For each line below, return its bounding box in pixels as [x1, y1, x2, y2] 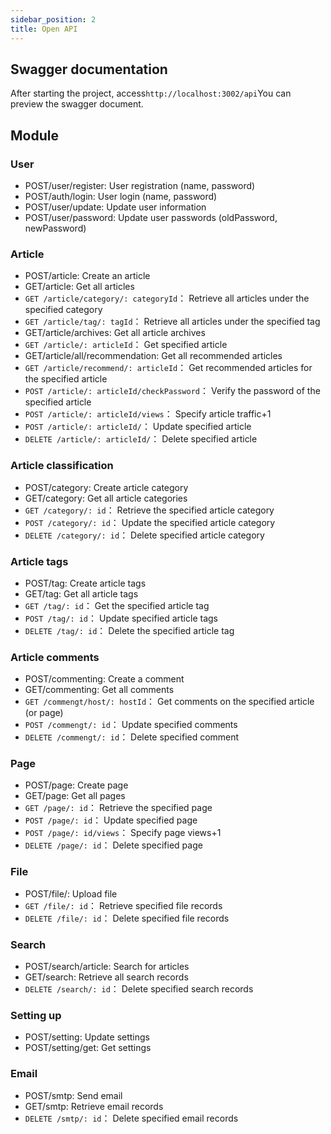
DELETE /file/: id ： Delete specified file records [24, 912, 230, 924]
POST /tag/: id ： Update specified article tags [24, 612, 218, 624]
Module [10, 127, 59, 144]
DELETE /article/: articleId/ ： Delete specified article [24, 433, 258, 445]
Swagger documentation [10, 61, 168, 78]
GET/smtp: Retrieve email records [24, 1100, 164, 1112]
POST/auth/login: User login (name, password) [24, 191, 218, 202]
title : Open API [10, 24, 78, 34]
